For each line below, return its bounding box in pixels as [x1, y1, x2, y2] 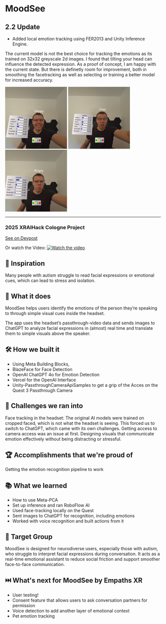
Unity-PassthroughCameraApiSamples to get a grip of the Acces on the [12, 382, 158, 388]
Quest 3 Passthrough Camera [12, 387, 73, 393]
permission [12, 602, 36, 608]
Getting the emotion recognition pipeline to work [5, 467, 104, 472]
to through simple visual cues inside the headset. [5, 310, 105, 316]
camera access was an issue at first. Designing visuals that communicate [5, 430, 154, 436]
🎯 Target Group [5, 532, 53, 541]
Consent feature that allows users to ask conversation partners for [12, 597, 148, 603]
